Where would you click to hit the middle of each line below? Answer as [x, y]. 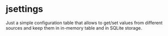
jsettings [24, 9]
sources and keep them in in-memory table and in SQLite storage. [74, 28]
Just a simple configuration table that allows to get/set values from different [84, 23]
